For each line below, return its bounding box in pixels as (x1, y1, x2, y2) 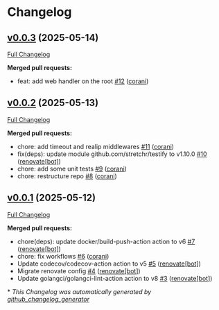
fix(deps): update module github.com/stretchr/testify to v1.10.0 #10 (17, 150, 207, 158)
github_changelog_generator (7, 295, 90, 303)
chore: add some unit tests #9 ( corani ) (17, 164, 127, 173)
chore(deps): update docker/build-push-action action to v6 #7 (17, 237, 195, 246)
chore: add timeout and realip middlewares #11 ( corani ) (17, 142, 175, 150)
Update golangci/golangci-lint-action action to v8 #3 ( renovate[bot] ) (17, 274, 213, 282)
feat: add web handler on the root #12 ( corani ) (17, 77, 149, 85)
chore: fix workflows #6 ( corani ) (17, 252, 109, 260)
